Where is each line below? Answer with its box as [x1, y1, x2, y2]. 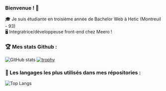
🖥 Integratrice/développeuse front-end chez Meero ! [5, 29, 112, 35]
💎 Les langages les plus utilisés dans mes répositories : [5, 69, 141, 76]
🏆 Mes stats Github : [5, 43, 57, 50]
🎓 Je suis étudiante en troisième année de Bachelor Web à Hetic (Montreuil [5, 16, 162, 22]
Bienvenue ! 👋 [5, 4, 39, 11]
